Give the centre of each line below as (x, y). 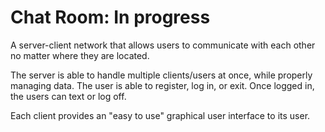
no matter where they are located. (80, 55)
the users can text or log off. (68, 96)
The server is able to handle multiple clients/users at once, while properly (161, 75)
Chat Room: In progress (110, 17)
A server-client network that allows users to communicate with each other (163, 45)
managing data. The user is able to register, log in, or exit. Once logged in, (162, 85)
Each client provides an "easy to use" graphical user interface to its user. (160, 115)
